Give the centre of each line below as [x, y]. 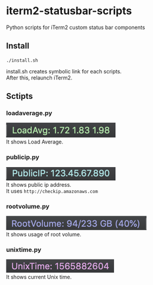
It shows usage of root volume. [44, 235]
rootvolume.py [28, 206]
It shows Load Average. [35, 142]
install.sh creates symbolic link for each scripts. [64, 71]
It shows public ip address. [39, 184]
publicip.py [23, 157]
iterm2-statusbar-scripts [69, 11]
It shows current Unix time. [39, 277]
